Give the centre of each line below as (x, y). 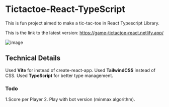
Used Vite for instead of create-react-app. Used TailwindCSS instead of (80, 70)
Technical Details (33, 58)
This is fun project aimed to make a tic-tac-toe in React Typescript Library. (82, 23)
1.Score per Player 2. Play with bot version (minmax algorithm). (70, 99)
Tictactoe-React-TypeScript (65, 9)
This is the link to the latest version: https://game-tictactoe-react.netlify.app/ (84, 32)
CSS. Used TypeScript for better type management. (59, 75)
